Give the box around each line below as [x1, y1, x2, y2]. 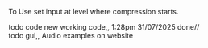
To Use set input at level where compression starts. [8, 7, 179, 16]
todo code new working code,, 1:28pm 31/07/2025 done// [8, 22, 200, 31]
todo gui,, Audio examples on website [8, 31, 134, 40]
